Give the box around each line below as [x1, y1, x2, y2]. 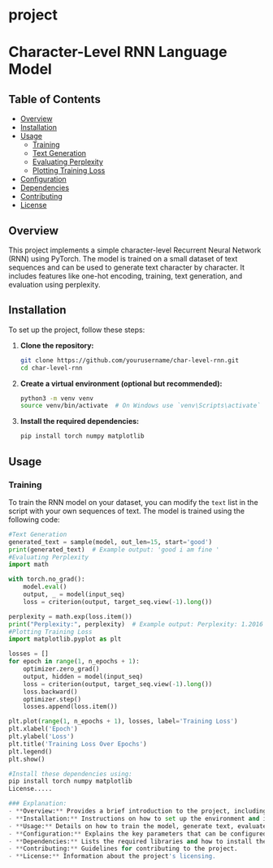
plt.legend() [8, 747, 53, 756]
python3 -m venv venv [19, 394, 94, 403]
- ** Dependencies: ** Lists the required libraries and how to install [8, 837, 253, 845]
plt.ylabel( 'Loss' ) [8, 732, 75, 741]
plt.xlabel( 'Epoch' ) [8, 725, 79, 733]
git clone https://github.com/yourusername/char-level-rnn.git [19, 356, 240, 365]
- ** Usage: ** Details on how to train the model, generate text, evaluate [8, 822, 267, 830]
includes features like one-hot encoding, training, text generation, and [8, 271, 242, 281]
